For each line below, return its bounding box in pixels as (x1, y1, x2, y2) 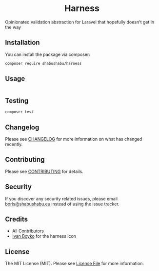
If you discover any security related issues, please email (5, 196, 118, 201)
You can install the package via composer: (5, 51, 90, 57)
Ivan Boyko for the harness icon (12, 233, 77, 239)
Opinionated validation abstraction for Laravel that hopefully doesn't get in (5, 19, 155, 25)
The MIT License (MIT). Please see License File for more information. (5, 261, 144, 267)
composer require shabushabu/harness (5, 61, 82, 66)
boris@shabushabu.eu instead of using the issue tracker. (5, 201, 119, 207)
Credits (5, 215, 28, 223)
